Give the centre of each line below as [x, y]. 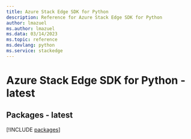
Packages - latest [40, 115]
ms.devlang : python [31, 46]
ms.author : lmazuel [31, 28]
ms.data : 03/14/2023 [32, 34]
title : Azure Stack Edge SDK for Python [58, 12]
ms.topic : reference [32, 40]
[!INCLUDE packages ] [33, 129]
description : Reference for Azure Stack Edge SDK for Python [84, 17]
